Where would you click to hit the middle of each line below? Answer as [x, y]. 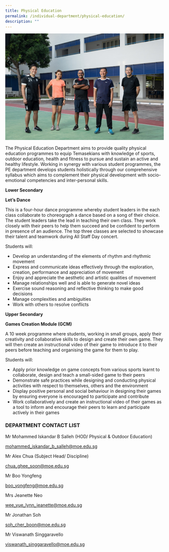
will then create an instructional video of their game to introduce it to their [81, 344]
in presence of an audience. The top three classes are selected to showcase [84, 231]
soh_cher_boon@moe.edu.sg [36, 524]
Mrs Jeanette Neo [24, 495]
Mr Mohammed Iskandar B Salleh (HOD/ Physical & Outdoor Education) [79, 436]
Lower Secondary [24, 190]
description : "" [22, 21]
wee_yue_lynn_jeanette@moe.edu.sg [44, 505]
